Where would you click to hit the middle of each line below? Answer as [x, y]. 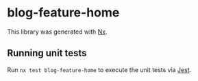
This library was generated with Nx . [57, 32]
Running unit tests [47, 53]
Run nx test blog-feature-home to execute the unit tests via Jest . [99, 69]
